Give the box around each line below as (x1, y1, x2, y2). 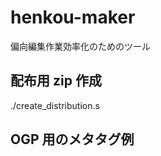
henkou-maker (10, 6, 136, 29)
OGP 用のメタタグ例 (10, 131, 135, 148)
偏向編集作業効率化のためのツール (10, 40, 151, 52)
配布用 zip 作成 (10, 72, 102, 90)
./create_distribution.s (10, 99, 100, 111)
